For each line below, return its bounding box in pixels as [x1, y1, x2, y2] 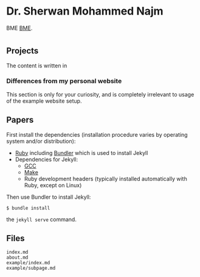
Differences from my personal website [6, 77, 122, 86]
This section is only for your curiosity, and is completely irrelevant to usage [6, 91, 195, 98]
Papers [6, 115, 34, 125]
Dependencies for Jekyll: [15, 156, 78, 163]
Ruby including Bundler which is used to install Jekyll [15, 149, 148, 156]
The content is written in [6, 62, 67, 69]
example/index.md [6, 260, 50, 266]
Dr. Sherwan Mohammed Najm [6, 4, 164, 18]
